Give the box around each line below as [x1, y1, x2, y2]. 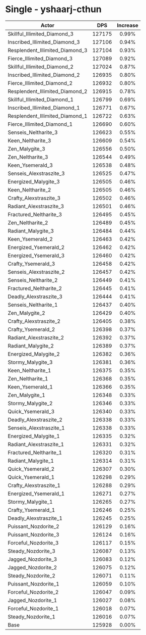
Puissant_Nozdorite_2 [8, 523, 59, 530]
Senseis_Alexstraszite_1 [8, 424, 65, 431]
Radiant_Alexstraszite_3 [8, 203, 64, 210]
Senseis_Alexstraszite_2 [8, 268, 65, 275]
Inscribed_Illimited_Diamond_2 [8, 71, 80, 78]
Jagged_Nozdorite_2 [8, 564, 57, 571]
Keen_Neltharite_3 [8, 137, 51, 144]
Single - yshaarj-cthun [5, 4, 102, 15]
